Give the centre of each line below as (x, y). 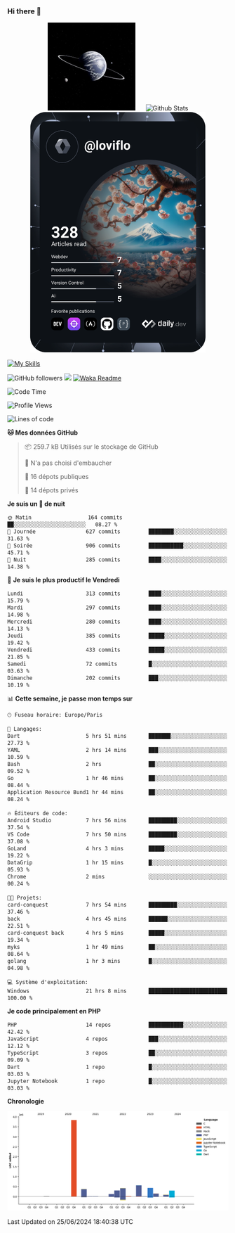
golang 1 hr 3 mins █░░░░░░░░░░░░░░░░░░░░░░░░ (117, 962)
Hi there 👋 (25, 11)
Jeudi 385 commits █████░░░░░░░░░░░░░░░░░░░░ (117, 636)
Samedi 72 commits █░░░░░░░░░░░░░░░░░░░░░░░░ (117, 664)
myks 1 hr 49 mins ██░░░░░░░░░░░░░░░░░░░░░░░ (117, 947)
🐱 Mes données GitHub (43, 433)
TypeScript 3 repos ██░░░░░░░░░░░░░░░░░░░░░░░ (117, 1053)
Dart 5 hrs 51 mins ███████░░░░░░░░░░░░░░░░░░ (117, 736)
